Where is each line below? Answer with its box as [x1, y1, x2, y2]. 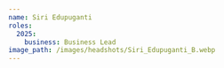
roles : [8, 21, 33, 30]
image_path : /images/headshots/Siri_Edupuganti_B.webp [8, 46, 216, 55]
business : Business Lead [24, 37, 116, 47]
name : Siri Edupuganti [8, 12, 92, 22]
